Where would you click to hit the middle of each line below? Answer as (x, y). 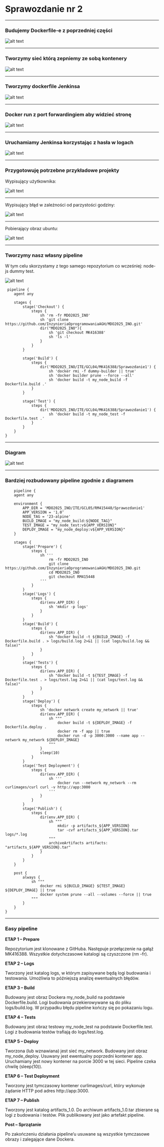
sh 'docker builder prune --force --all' (91, 376)
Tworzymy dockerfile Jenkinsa (43, 86)
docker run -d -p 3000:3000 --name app (98, 735)
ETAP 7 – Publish (22, 1100)
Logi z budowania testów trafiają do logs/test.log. (55, 1032)
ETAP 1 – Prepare (22, 939)
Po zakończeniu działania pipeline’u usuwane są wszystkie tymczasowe (77, 1134)
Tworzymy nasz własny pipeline (44, 255)
